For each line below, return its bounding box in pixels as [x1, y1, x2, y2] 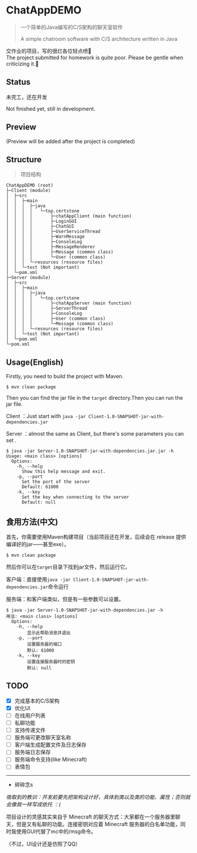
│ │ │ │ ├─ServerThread [6, 306, 88, 311]
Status [6, 77, 31, 87]
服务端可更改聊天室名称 [14, 734, 71, 741]
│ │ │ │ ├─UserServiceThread [6, 229, 101, 235]
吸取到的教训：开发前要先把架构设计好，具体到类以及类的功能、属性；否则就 [6, 794, 191, 801]
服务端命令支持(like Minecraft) [14, 756, 88, 763]
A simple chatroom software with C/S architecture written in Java [20, 35, 178, 42]
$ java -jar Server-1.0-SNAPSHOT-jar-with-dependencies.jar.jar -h [6, 448, 174, 454]
